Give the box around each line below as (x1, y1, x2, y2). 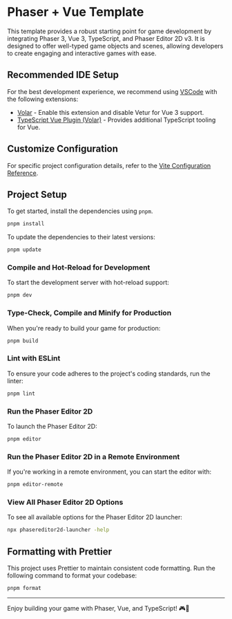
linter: (7, 376, 23, 385)
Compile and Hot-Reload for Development (7, 263, 151, 272)
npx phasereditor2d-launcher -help (7, 526, 110, 533)
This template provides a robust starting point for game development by (7, 27, 212, 35)
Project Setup (7, 188, 68, 201)
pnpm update (7, 246, 41, 253)
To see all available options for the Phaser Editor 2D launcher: (7, 513, 183, 521)
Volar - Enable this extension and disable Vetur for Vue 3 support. (17, 108, 204, 116)
